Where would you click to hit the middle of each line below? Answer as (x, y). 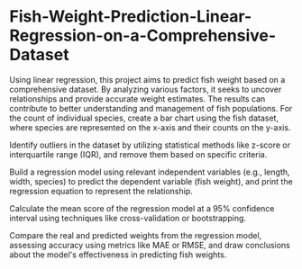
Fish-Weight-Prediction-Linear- (131, 17)
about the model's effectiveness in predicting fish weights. (118, 255)
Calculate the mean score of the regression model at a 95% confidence (142, 208)
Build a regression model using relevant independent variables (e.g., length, (150, 172)
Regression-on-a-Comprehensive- (143, 36)
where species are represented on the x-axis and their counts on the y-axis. (150, 127)
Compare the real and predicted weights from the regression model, (136, 235)
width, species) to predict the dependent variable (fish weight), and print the (151, 181)
